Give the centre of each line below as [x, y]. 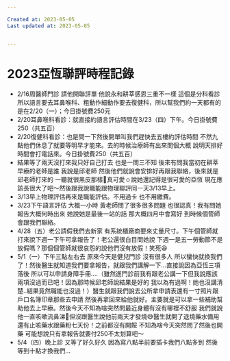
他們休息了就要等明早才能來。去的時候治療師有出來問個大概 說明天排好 [123, 145]
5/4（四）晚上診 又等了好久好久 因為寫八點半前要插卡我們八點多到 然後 [117, 343]
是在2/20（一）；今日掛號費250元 [64, 111]
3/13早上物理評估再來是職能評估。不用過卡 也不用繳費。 [96, 197]
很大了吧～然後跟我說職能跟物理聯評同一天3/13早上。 [104, 188]
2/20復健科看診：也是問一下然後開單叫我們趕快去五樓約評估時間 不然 [114, 137]
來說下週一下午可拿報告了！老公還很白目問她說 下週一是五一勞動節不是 [123, 240]
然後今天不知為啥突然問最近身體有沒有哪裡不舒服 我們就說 [141, 308]
